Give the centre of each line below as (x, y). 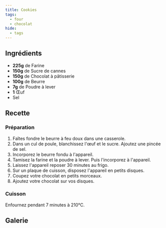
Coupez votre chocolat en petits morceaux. (57, 175)
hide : (11, 29)
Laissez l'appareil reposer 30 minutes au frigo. (60, 165)
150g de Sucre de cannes (39, 71)
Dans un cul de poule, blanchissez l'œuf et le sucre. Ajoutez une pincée (87, 144)
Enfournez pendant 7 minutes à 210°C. (45, 205)
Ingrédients (24, 53)
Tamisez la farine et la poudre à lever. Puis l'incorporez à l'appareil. (82, 160)
